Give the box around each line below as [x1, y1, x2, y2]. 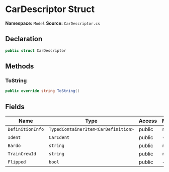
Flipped [8, 159, 26, 164]
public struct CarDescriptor [5, 48, 66, 53]
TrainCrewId [8, 151, 37, 156]
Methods [5, 62, 34, 71]
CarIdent [48, 135, 70, 140]
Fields [5, 102, 25, 111]
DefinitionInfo [8, 127, 44, 132]
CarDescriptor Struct [5, 4, 95, 15]
